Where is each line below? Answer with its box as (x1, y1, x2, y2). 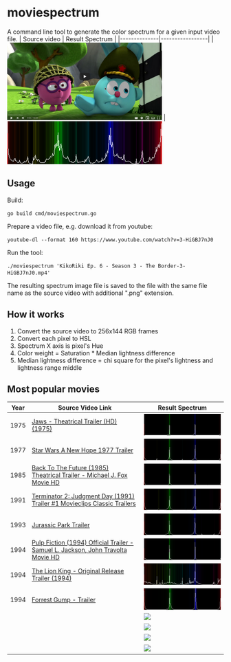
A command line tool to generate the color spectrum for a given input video (7, 27, 220, 36)
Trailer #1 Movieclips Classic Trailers (32, 500, 136, 508)
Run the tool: (7, 248, 43, 256)
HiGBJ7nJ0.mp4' (7, 269, 51, 276)
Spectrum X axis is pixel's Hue (16, 342, 104, 350)
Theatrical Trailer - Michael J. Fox (32, 471, 128, 479)
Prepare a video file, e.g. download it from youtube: (7, 222, 153, 230)
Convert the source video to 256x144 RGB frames (16, 327, 159, 335)
